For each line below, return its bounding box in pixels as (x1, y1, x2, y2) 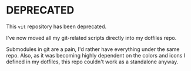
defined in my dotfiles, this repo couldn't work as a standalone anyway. (6, 58, 179, 65)
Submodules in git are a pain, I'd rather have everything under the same (6, 45, 180, 53)
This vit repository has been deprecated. (6, 23, 107, 30)
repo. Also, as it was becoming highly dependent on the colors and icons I (6, 52, 186, 59)
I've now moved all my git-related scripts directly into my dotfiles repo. (6, 34, 177, 41)
